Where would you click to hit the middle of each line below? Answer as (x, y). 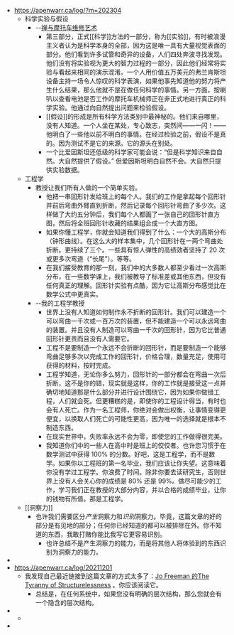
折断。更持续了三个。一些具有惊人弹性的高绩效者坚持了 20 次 (135, 250)
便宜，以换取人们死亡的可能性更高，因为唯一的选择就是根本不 (136, 418)
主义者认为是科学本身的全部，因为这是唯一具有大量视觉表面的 (136, 45)
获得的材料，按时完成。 (80, 365)
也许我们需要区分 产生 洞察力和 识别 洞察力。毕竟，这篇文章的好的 (128, 516)
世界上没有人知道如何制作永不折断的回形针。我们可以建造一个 (136, 312)
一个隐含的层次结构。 (66, 603)
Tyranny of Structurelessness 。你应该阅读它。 (94, 585)
